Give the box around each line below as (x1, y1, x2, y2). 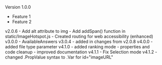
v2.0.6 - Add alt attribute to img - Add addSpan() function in (5, 28, 126, 34)
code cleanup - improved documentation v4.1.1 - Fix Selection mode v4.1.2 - (5, 49, 158, 55)
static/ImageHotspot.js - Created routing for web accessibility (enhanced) (5, 34, 154, 39)
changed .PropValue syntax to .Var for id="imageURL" (5, 54, 113, 60)
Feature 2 (12, 19, 32, 24)
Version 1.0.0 (5, 4, 31, 10)
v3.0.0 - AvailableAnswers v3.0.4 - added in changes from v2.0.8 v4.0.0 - (5, 39, 153, 44)
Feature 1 (12, 14, 31, 19)
